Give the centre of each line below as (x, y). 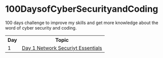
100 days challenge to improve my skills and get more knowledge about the (82, 23)
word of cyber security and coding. (41, 28)
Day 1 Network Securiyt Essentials (62, 48)
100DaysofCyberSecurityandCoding (82, 9)
